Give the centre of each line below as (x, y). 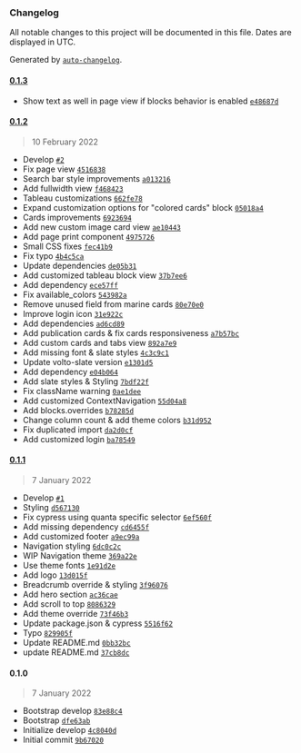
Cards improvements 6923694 (77, 217)
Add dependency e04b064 (70, 372)
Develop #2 (44, 159)
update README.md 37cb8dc (76, 652)
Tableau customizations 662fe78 (82, 198)
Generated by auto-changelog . (66, 60)
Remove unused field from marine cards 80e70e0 (113, 304)
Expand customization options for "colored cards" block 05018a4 (143, 207)
